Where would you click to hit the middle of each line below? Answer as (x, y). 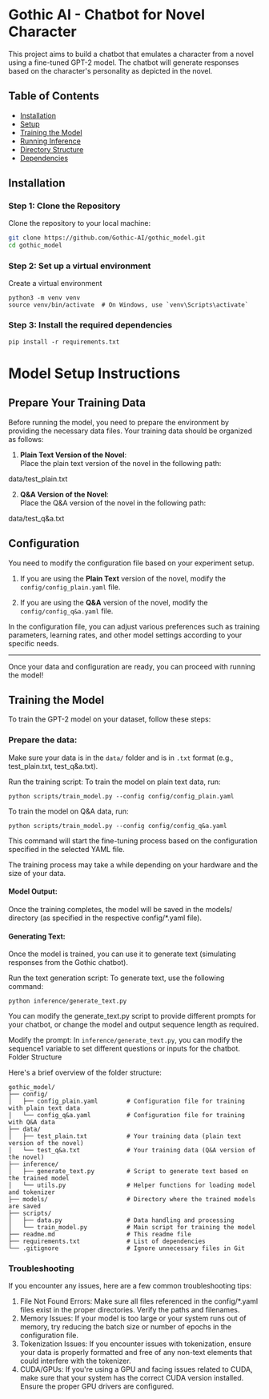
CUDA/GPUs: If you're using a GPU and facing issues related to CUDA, (136, 1369)
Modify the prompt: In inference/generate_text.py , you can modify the (125, 1040)
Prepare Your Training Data (77, 403)
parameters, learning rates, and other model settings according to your (125, 635)
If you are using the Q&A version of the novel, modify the (114, 602)
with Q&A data (32, 1123)
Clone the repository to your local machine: (80, 223)
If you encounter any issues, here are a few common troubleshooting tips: (130, 1286)
